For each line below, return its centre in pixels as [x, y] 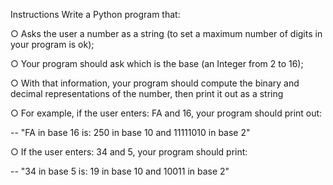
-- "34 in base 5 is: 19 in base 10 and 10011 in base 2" [120, 171]
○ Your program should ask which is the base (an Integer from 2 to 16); [157, 63]
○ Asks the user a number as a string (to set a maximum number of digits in [166, 33]
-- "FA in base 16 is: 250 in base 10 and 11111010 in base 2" [130, 132]
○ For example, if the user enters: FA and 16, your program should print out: [166, 113]
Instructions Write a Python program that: [95, 14]
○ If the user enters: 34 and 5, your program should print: [129, 152]
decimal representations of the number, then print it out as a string [147, 93]
